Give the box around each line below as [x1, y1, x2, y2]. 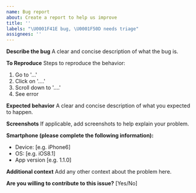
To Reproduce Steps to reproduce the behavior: [6, 60, 125, 67]
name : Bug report [6, 8, 50, 15]
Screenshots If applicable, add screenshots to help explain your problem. [6, 120, 189, 127]
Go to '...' [14, 71, 37, 78]
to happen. [6, 109, 33, 116]
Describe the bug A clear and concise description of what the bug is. [6, 48, 179, 55]
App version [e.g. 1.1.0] [14, 156, 72, 163]
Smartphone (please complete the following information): [6, 132, 154, 139]
